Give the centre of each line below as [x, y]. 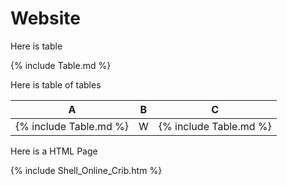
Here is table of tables [56, 84]
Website [45, 18]
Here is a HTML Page [54, 151]
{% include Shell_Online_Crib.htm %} [86, 170]
